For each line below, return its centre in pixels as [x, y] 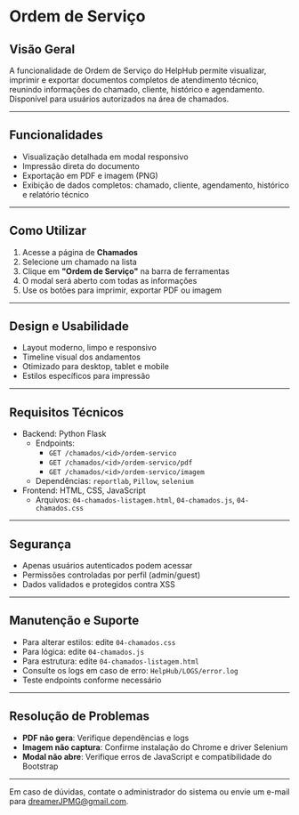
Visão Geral [42, 49]
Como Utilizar [48, 231]
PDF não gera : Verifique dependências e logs [105, 738]
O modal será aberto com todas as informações [109, 280]
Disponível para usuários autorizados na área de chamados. [119, 99]
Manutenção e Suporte [74, 621]
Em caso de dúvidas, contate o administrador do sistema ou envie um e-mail [149, 791]
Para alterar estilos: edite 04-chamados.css [99, 642]
